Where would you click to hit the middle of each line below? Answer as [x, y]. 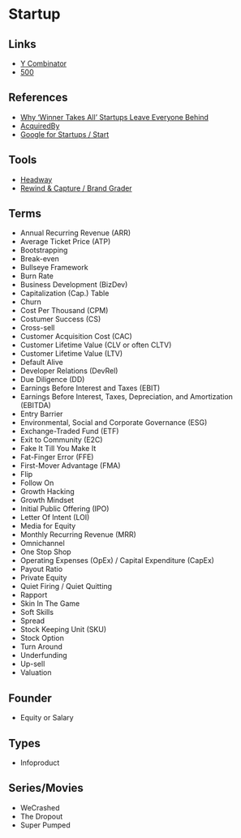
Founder [30, 698]
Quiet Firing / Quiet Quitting [66, 587]
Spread [32, 621]
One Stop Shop [45, 552]
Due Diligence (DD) [52, 380]
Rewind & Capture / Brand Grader [76, 188]
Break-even [39, 259]
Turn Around [41, 647]
